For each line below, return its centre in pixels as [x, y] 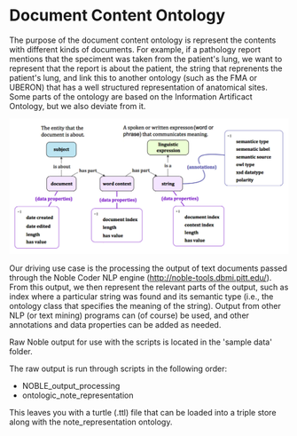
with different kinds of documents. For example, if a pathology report [135, 49]
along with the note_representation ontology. [91, 422]
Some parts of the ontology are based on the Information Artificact [131, 96]
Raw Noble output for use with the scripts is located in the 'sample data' [141, 342]
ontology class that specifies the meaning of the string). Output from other [145, 305]
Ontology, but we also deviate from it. [78, 106]
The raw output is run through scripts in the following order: [118, 369]
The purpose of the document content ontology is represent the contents [143, 40]
